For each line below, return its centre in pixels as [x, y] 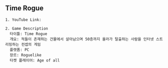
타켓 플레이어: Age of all [35, 60]
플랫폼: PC [19, 49]
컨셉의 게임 [31, 44]
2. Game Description [27, 28]
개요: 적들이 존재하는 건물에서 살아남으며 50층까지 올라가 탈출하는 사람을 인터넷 [82, 39]
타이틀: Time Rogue [29, 34]
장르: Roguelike [26, 55]
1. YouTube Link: [23, 19]
